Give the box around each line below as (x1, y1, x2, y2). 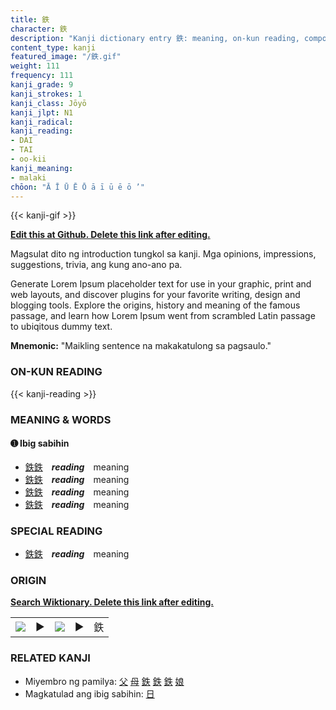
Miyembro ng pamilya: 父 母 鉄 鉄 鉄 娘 (24, 675, 185, 687)
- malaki (10, 172, 47, 183)
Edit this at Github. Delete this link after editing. (10, 229, 211, 241)
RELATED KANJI (10, 651, 91, 665)
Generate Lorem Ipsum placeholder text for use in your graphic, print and (10, 278, 312, 290)
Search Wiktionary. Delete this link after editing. (10, 596, 214, 608)
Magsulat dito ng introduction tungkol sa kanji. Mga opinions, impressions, (10, 248, 317, 260)
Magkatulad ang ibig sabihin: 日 (24, 687, 155, 700)
